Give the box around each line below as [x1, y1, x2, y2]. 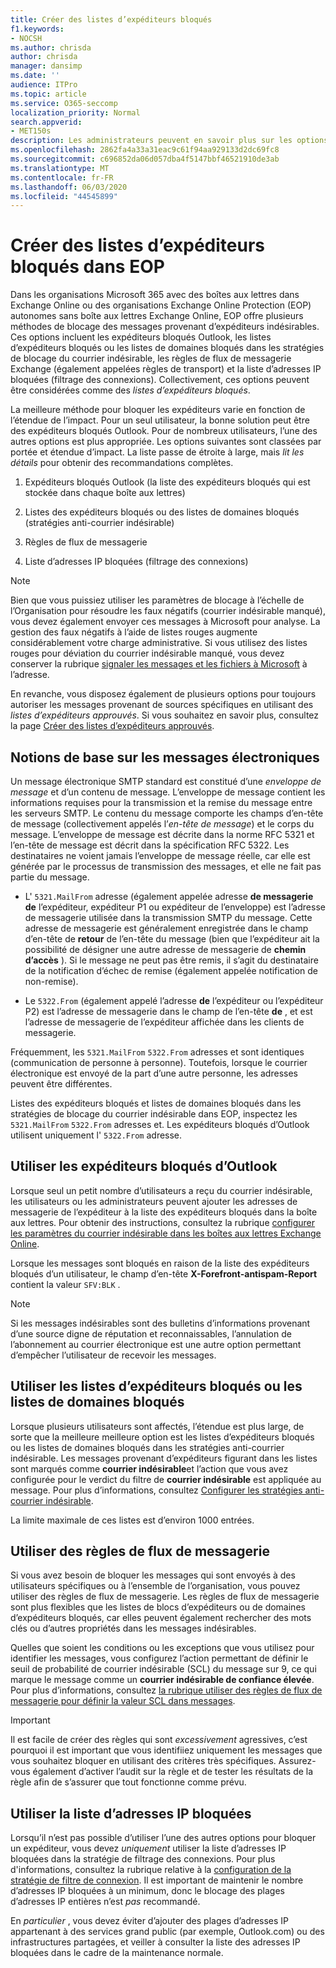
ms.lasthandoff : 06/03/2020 [10, 182, 128, 192]
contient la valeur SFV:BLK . [10, 1278, 121, 1290]
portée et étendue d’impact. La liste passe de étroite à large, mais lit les [10, 446, 305, 458]
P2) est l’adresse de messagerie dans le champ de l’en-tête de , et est [24, 1006, 313, 1017]
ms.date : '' [10, 71, 60, 81]
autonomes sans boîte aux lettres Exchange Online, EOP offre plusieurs [10, 310, 304, 322]
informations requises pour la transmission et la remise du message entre [10, 797, 313, 808]
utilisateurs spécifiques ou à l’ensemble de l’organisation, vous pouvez [10, 1580, 301, 1592]
